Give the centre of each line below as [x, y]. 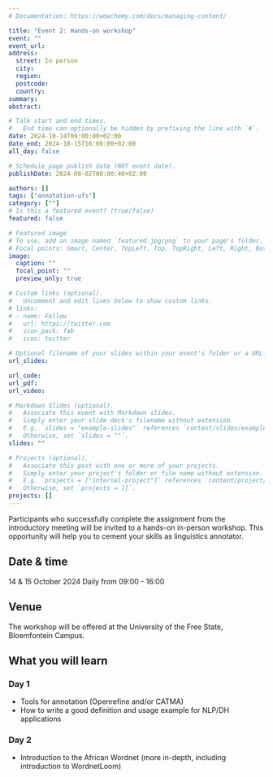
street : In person [47, 61]
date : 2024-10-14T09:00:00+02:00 [65, 136]
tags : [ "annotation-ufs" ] [52, 196]
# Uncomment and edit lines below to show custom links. [110, 301]
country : [30, 91]
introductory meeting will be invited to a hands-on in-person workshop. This [136, 527]
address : [23, 54]
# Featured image [38, 233]
